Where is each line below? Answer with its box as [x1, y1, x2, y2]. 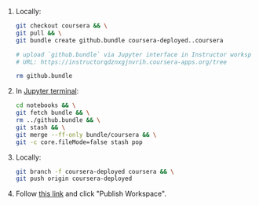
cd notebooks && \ [15, 101, 76, 109]
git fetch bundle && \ [15, 109, 90, 117]
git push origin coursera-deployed [15, 175, 133, 183]
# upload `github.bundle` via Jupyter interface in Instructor [15, 50, 228, 58]
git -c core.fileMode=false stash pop [15, 138, 143, 146]
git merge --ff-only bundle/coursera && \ [15, 131, 157, 138]
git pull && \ [15, 29, 62, 37]
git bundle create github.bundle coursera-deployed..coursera [15, 36, 224, 44]
